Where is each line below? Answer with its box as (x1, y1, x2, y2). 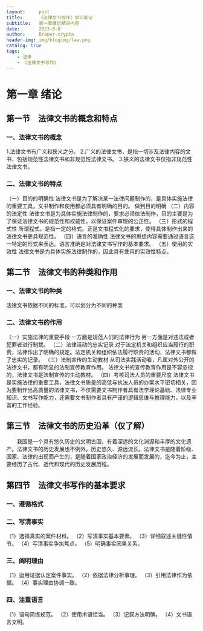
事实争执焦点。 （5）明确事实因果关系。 (42, 540, 143, 547)
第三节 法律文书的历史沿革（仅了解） (6, 421, 149, 431)
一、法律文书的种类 (6, 286, 62, 295)
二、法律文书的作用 (6, 319, 62, 327)
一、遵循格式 (6, 500, 44, 508)
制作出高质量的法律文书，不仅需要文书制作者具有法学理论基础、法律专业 (16, 386, 197, 394)
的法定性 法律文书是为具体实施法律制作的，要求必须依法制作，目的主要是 (6, 210, 188, 217)
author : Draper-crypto (6, 31, 74, 38)
